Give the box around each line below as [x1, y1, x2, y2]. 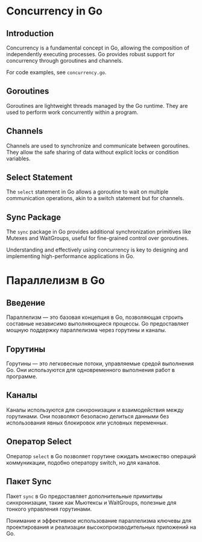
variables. [6, 155, 31, 162]
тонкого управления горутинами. [6, 505, 92, 512]
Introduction [6, 28, 54, 39]
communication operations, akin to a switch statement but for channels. [6, 195, 185, 202]
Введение [6, 297, 46, 308]
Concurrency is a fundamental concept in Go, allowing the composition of [6, 44, 190, 51]
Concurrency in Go [6, 4, 103, 18]
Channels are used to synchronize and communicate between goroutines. [6, 142, 190, 149]
